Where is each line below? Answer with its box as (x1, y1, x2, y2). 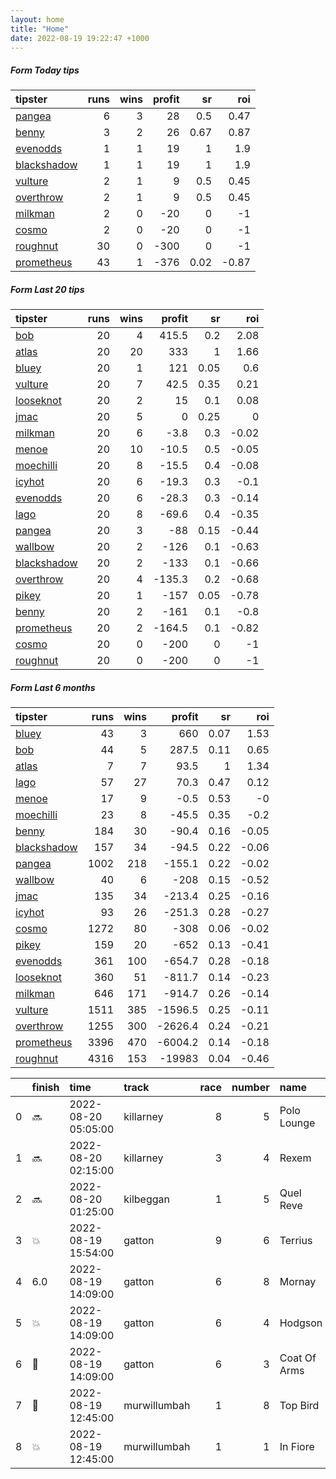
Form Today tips (10, 64, 80, 76)
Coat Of (279, 1351, 317, 1365)
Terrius (279, 1234, 313, 1248)
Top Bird (279, 1399, 320, 1413)
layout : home (10, 14, 65, 25)
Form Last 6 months (10, 681, 96, 693)
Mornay (279, 1275, 317, 1289)
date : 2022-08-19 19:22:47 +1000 (10, 33, 150, 43)
